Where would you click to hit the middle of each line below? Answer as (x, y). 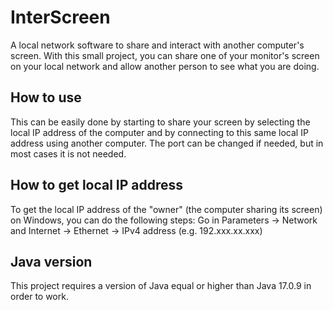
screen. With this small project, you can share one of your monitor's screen (165, 55)
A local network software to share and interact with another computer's (157, 45)
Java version (51, 261)
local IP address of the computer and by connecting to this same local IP (159, 132)
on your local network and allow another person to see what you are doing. (165, 66)
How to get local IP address (97, 185)
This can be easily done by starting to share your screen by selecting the (160, 122)
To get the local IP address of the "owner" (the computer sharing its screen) (166, 209)
